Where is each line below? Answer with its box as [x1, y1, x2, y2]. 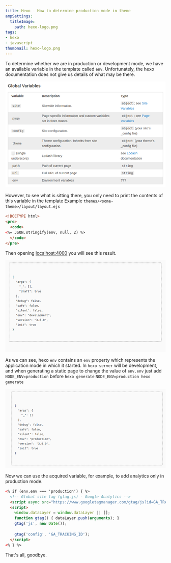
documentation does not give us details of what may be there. [5, 71, 135, 77]
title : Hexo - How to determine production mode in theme [5, 8, 131, 13]
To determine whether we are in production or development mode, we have [5, 60, 164, 66]
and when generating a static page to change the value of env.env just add [5, 367, 162, 374]
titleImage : [10, 19, 36, 24]
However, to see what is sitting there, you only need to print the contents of [5, 193, 163, 199]
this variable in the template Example [5, 198, 83, 204]
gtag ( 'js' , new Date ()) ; [14, 521, 67, 526]
